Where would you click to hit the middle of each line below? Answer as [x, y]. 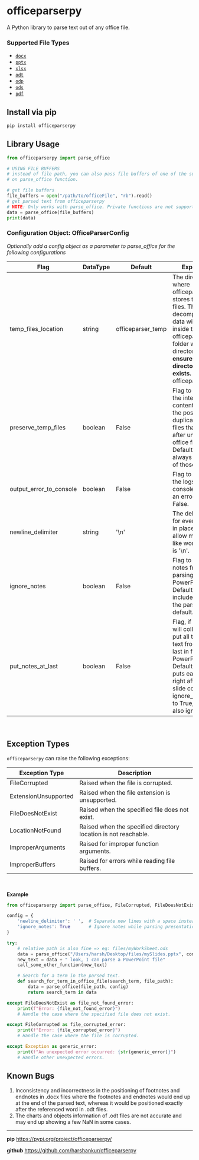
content [183, 405]
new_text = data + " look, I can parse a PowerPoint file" [92, 960]
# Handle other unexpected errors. [61, 1057]
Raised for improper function [119, 843]
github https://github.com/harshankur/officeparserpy [71, 1150]
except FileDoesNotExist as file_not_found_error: [70, 1003]
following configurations [36, 252]
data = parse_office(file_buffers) [50, 212]
